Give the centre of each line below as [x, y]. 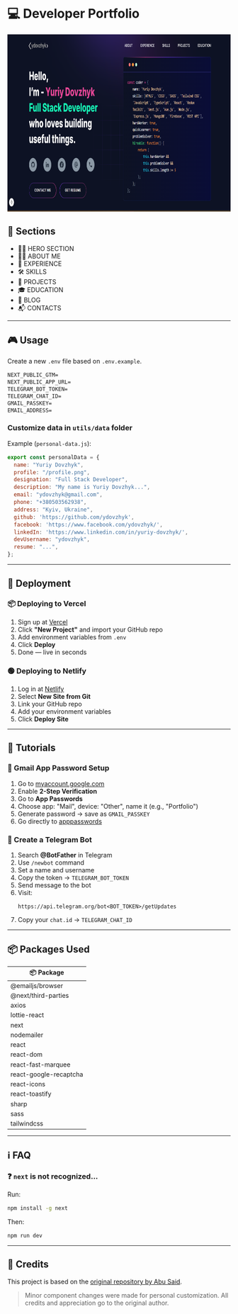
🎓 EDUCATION [40, 290]
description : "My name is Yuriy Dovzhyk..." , [82, 487]
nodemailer [27, 1035]
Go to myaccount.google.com [61, 783]
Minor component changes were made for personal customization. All [126, 1295]
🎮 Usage [28, 341]
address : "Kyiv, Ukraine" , [53, 510]
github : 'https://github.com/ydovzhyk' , [74, 517]
